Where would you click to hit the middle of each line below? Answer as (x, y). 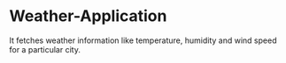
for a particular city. (45, 49)
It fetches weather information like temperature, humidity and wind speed (143, 40)
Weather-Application (88, 16)
